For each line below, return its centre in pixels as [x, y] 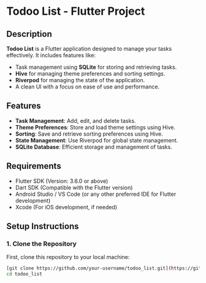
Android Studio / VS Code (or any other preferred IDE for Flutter [96, 194]
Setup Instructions [43, 226]
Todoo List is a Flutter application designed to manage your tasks [89, 48]
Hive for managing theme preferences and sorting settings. [90, 74]
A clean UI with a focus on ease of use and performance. [87, 87]
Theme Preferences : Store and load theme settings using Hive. [95, 127]
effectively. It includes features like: [51, 55]
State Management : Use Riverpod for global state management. [97, 140]
